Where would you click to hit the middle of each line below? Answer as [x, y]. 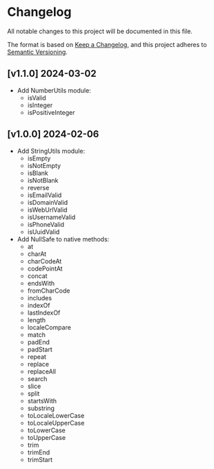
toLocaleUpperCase [56, 423]
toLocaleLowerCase [56, 415]
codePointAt [45, 268]
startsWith [42, 401]
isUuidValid [43, 232]
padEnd [38, 342]
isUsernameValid [51, 217]
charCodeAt [45, 261]
